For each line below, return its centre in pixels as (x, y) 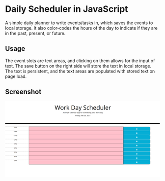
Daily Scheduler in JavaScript (67, 9)
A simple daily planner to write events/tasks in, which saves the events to (79, 23)
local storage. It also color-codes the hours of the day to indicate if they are (82, 28)
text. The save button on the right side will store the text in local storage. (78, 66)
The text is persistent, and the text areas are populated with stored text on (80, 71)
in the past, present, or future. (35, 33)
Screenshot (23, 92)
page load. (16, 76)
